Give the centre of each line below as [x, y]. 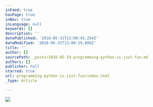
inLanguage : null [24, 24]
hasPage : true [20, 15]
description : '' [22, 33]
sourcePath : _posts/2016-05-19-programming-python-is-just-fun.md [77, 57]
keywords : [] [19, 29]
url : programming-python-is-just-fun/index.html [58, 76]
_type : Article [21, 81]
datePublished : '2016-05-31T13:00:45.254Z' [52, 39]
